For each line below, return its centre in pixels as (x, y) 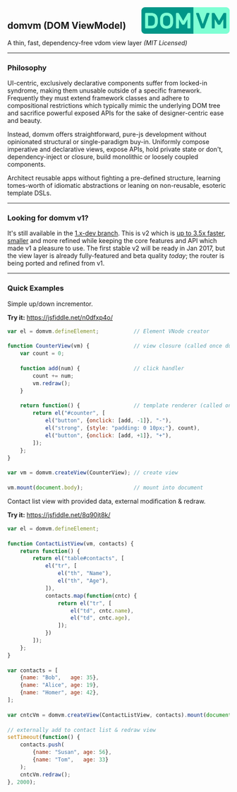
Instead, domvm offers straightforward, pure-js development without (107, 134)
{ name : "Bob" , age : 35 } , (60, 678)
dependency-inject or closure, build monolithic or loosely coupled (103, 157)
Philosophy (27, 68)
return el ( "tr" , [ (85, 603)
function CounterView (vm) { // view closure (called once (115, 346)
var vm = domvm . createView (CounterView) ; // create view (93, 473)
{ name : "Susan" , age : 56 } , (72, 752)
